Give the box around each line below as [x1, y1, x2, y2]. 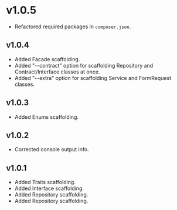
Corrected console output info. [14, 146, 89, 153]
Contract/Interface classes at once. [14, 68, 100, 75]
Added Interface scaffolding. [14, 185, 84, 192]
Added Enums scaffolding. [14, 113, 79, 121]
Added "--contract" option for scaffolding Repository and [14, 62, 154, 69]
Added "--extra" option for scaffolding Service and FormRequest [14, 74, 172, 81]
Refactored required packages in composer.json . [14, 23, 131, 30]
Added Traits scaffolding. [14, 179, 76, 186]
